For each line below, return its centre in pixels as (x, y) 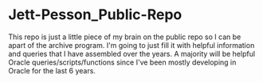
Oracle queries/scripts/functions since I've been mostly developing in (122, 62)
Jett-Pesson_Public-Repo (95, 15)
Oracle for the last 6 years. (52, 70)
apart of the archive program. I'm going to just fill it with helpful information (131, 45)
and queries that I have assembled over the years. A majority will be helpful (132, 53)
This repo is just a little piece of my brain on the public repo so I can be (125, 37)
